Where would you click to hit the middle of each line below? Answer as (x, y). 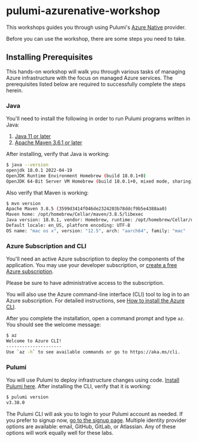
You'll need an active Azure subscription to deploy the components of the (95, 259)
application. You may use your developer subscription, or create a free (92, 265)
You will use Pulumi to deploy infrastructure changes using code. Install (93, 380)
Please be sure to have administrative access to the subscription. (85, 283)
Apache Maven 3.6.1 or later (48, 142)
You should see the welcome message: (54, 325)
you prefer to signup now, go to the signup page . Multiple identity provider (96, 420)
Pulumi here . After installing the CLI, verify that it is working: (79, 386)
